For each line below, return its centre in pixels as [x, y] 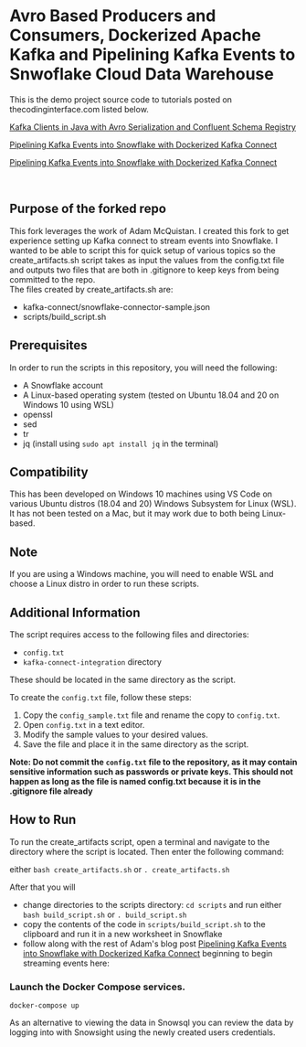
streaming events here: [66, 963]
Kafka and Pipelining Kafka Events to [153, 55]
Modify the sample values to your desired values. [115, 734]
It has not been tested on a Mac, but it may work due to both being [135, 514]
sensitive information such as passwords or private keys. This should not [152, 772]
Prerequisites [48, 345]
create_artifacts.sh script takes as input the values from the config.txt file [147, 260]
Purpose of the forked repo [88, 209]
